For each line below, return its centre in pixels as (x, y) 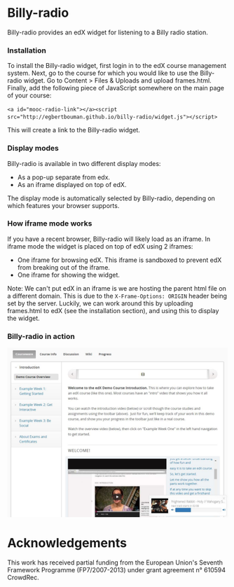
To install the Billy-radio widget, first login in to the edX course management (117, 66)
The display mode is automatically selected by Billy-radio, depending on (111, 198)
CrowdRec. (23, 577)
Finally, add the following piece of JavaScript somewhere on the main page (116, 88)
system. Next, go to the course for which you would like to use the (103, 73)
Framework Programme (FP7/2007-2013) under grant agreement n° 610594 (117, 569)
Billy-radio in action (41, 336)
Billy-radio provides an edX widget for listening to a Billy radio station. (108, 32)
